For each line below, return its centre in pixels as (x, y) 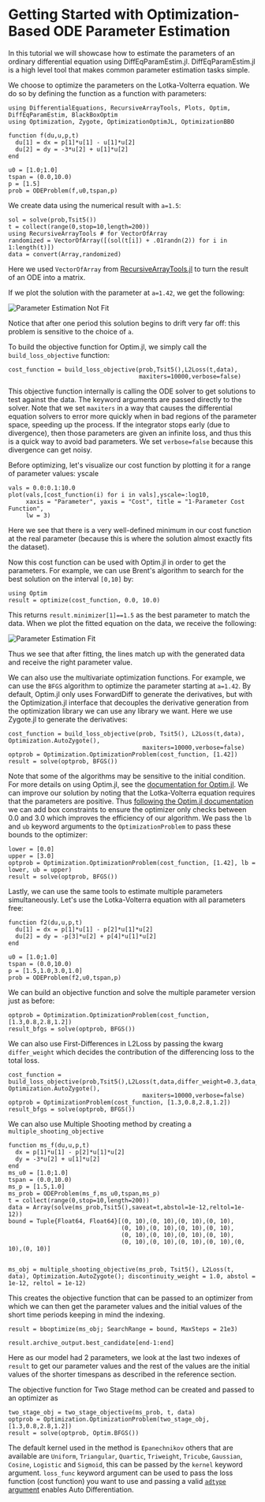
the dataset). (29, 546)
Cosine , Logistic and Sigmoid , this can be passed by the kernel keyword (125, 1464)
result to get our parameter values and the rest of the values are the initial (129, 1366)
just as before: (32, 1001)
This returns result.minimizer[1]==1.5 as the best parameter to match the (129, 615)
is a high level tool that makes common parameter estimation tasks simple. (129, 69)
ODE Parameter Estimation (142, 31)
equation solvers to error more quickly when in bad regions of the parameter (132, 416)
